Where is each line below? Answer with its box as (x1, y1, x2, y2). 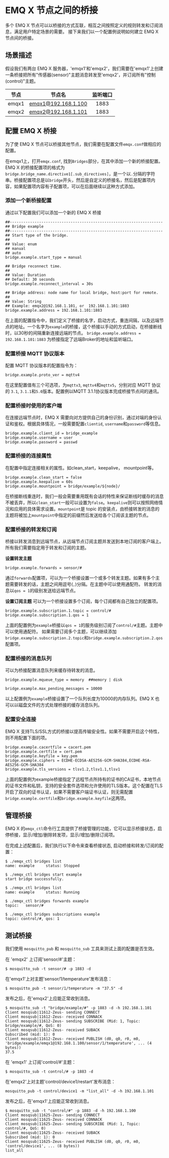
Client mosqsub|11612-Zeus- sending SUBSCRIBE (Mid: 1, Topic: (5, 1019, 141, 1024)
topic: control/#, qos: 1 (5, 916, 59, 921)
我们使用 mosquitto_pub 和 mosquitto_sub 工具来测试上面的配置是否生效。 (5, 946, 157, 952)
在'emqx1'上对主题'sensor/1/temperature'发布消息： (5, 976, 112, 982)
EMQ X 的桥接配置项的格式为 (5, 164, 65, 170)
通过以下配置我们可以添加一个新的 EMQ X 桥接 (5, 209, 102, 215)
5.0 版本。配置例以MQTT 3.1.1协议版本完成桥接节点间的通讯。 (36, 388, 162, 394)
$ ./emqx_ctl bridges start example (5, 872, 82, 878)
